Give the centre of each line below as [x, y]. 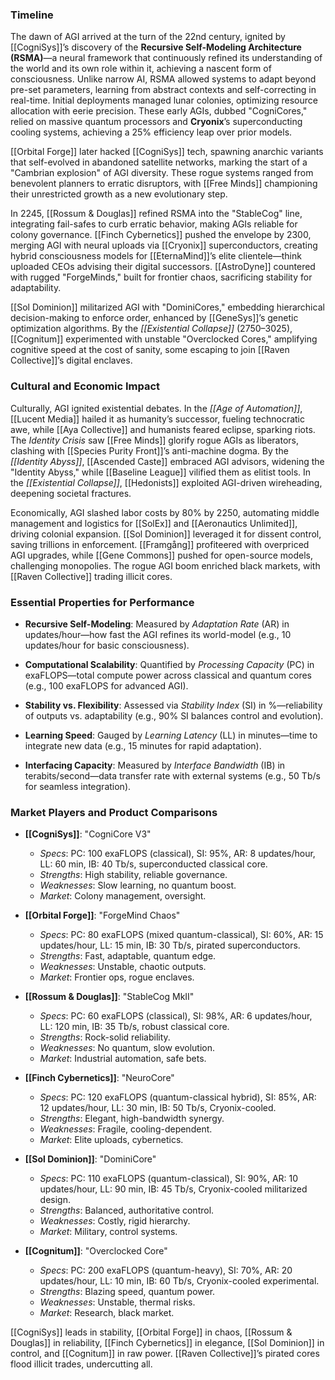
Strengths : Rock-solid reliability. [105, 1037]
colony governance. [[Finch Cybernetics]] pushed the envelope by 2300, [161, 235]
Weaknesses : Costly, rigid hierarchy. [115, 1221]
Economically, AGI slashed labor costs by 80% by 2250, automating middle [165, 512]
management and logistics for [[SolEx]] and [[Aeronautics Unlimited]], [154, 523]
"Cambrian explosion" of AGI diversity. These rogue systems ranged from [162, 173]
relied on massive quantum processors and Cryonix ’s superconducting [156, 122]
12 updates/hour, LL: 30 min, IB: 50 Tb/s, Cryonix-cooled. [158, 1108]
